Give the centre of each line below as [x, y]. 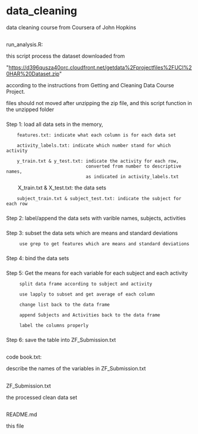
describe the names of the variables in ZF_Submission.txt [76, 369]
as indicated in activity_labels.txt [132, 177]
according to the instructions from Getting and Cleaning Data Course [90, 85]
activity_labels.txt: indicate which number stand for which [94, 146]
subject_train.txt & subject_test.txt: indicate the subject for [99, 199]
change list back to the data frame [65, 305]
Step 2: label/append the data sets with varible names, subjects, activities [96, 218]
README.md [22, 414]
